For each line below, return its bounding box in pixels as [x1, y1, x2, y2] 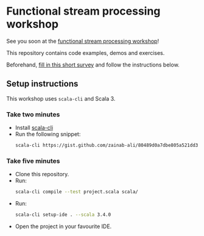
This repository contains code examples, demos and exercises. [6, 49, 165, 56]
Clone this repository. [15, 171, 69, 178]
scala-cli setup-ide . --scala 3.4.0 [15, 212, 111, 218]
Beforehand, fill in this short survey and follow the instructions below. [6, 61, 180, 68]
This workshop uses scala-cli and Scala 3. [6, 95, 116, 102]
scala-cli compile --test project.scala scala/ [15, 189, 138, 195]
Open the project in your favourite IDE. [15, 223, 112, 230]
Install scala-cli [15, 124, 54, 132]
